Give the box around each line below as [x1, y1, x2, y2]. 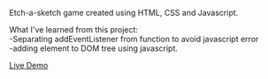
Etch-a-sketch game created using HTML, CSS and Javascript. [9, 8, 239, 18]
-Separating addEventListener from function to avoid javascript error [9, 34, 259, 44]
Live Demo [9, 61, 49, 70]
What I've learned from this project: [9, 25, 139, 34]
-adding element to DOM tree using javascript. [9, 43, 179, 54]
